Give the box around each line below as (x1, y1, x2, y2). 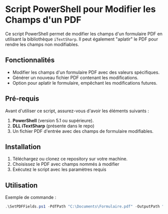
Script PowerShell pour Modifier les (5, 4, 156, 15)
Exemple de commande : (5, 194, 56, 200)
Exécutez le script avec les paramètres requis (12, 166, 106, 172)
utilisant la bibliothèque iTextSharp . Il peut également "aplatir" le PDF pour (5, 36, 158, 42)
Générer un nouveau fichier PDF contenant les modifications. (12, 74, 138, 81)
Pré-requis (5, 94, 39, 103)
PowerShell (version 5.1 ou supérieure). (12, 117, 94, 123)
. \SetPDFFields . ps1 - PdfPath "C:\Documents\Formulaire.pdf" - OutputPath (5, 204, 160, 209)
